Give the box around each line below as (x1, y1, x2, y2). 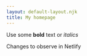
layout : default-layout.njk (6, 8, 78, 15)
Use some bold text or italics (6, 31, 78, 38)
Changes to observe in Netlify (6, 43, 81, 50)
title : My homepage (6, 14, 56, 20)
